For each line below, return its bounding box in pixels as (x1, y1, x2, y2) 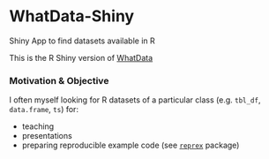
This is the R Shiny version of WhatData (9, 52, 153, 63)
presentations (21, 131, 72, 141)
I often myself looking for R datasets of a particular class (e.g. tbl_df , (9, 95, 261, 105)
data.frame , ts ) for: (9, 104, 79, 115)
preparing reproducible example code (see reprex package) (21, 140, 240, 151)
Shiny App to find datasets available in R (9, 35, 156, 46)
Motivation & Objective (9, 74, 109, 87)
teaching (21, 121, 55, 132)
